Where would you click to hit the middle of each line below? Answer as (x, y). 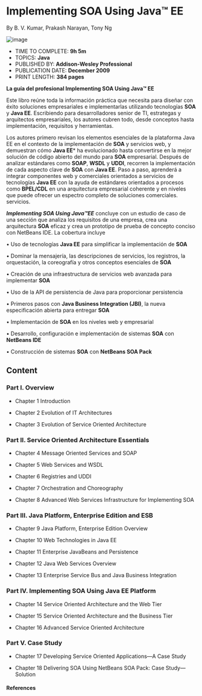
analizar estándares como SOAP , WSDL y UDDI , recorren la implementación (101, 163)
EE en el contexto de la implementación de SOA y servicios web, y (89, 144)
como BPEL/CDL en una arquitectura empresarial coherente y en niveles (96, 189)
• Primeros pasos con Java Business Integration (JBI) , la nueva (86, 303)
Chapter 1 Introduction (43, 401)
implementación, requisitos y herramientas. (60, 125)
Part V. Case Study (34, 643)
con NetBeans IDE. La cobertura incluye (56, 232)
